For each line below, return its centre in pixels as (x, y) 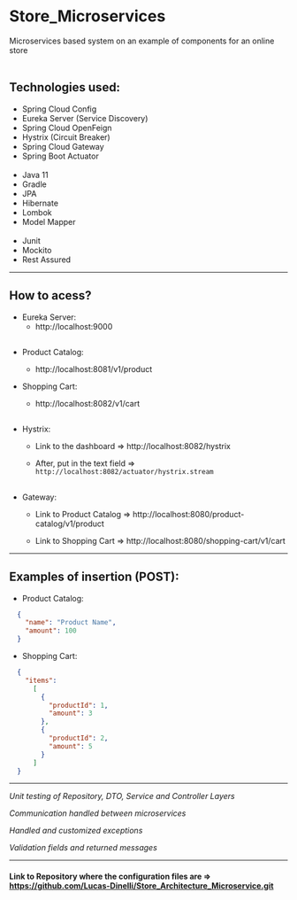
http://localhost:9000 (74, 326)
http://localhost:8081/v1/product (94, 369)
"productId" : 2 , (78, 738)
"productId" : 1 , (78, 705)
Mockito (37, 250)
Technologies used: (65, 87)
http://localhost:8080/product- (188, 514)
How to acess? (50, 295)
